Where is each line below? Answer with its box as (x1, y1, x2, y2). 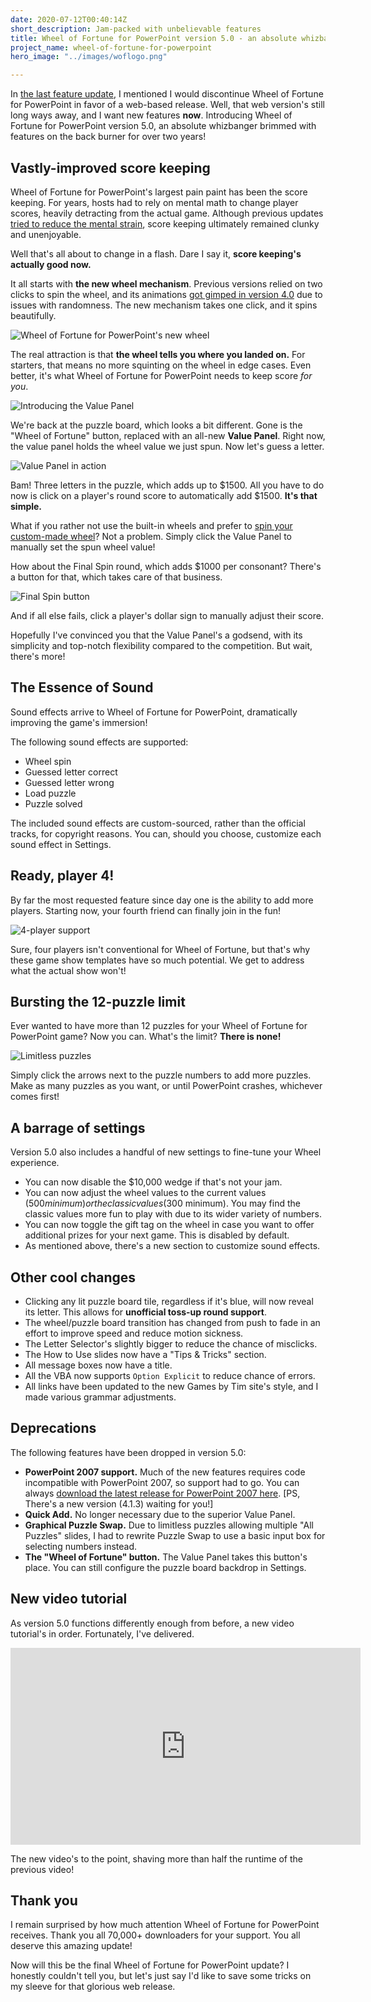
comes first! (10, 1091, 60, 1103)
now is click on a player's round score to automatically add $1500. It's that (10, 489, 318, 501)
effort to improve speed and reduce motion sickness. (24, 1327, 244, 1339)
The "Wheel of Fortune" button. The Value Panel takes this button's (24, 1551, 308, 1563)
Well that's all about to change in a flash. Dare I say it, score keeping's (10, 247, 302, 260)
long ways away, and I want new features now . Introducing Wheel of (10, 109, 293, 121)
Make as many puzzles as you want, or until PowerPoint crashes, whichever (10, 1080, 323, 1092)
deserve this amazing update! (10, 1940, 133, 1952)
